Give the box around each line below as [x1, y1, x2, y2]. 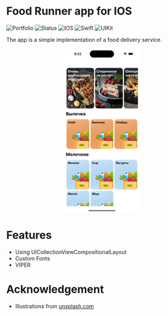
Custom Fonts [15, 255, 50, 262]
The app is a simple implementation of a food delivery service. [6, 36, 162, 43]
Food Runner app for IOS [6, 4, 132, 18]
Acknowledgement [6, 282, 104, 296]
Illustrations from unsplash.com [15, 302, 94, 310]
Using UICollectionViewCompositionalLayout [15, 248, 127, 255]
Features [6, 229, 52, 242]
